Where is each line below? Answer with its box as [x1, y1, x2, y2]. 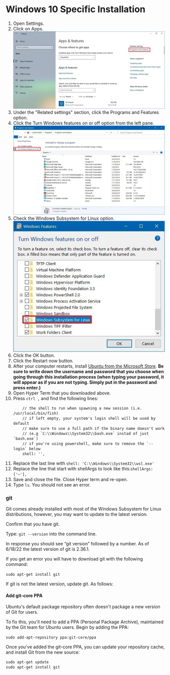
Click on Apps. [13, 25, 44, 31]
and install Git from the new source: [6, 649, 80, 655]
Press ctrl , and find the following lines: [13, 395, 98, 401]
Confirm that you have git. [6, 521, 60, 527]
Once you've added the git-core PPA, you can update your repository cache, [6, 644, 165, 650]
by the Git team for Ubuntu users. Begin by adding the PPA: [6, 624, 129, 630]
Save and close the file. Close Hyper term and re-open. [13, 476, 128, 482]
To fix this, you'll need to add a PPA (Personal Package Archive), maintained [6, 619, 163, 625]
